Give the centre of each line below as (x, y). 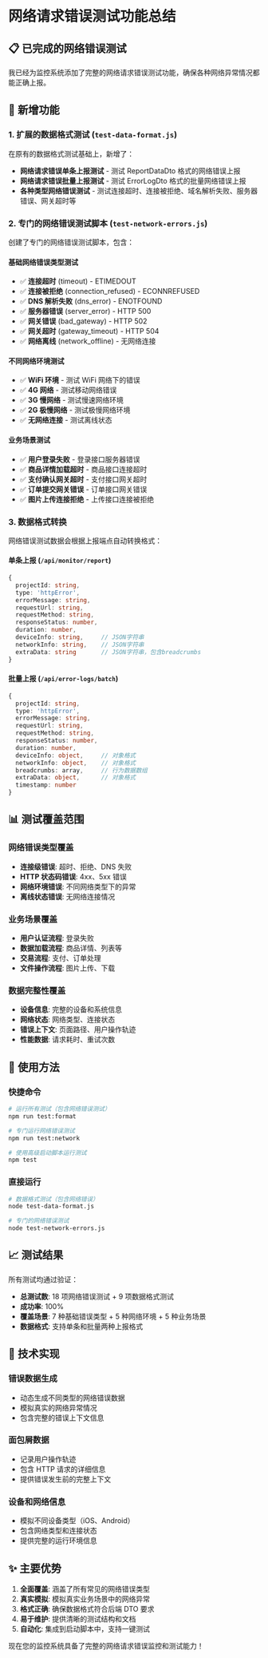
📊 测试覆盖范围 (47, 819)
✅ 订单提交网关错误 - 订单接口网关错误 (83, 489)
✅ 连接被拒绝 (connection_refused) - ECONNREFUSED (110, 292)
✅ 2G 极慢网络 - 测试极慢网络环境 (75, 410)
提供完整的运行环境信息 (58, 1541)
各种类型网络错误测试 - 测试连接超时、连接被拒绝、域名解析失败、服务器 (139, 190)
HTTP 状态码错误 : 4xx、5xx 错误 (73, 876)
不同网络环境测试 (36, 361)
